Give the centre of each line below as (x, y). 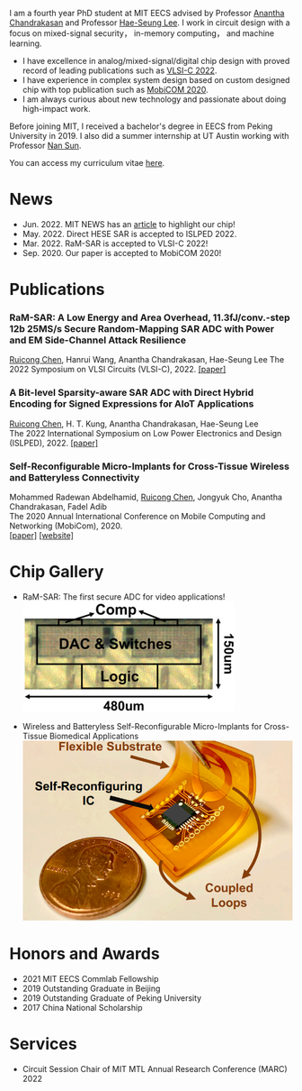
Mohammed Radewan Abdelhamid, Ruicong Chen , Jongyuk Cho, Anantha (146, 497)
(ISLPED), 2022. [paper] (54, 443)
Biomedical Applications (94, 736)
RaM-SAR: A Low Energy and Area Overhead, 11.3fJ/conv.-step (150, 317)
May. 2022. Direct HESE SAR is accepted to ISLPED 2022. (129, 234)
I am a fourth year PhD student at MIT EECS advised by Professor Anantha (147, 13)
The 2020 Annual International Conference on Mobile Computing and (138, 517)
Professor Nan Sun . (45, 145)
